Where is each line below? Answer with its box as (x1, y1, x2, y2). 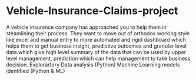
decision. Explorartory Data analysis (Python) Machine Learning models (6, 61, 180, 68)
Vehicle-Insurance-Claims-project (6, 4, 178, 18)
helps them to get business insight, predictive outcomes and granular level (6, 42, 187, 49)
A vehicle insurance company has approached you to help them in (6, 24, 167, 31)
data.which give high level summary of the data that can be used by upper (6, 48, 187, 55)
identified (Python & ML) (6, 67, 65, 74)
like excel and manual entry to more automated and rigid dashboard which (6, 36, 187, 43)
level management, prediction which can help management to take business (6, 55, 191, 62)
